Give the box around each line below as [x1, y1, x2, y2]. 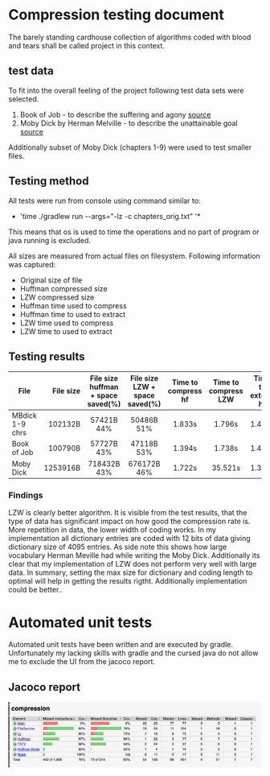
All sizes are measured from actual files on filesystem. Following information [8, 251, 261, 261]
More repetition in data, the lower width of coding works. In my [8, 525, 217, 535]
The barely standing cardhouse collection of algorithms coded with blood [8, 32, 252, 42]
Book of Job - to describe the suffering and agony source [19, 109, 211, 119]
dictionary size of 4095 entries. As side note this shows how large [8, 542, 227, 552]
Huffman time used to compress [19, 300, 127, 311]
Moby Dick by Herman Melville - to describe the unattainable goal [19, 118, 239, 128]
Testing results [8, 349, 86, 363]
